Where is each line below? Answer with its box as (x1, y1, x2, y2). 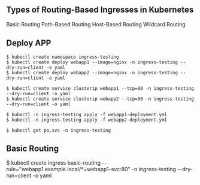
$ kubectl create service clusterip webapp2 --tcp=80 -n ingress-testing (6, 96, 195, 102)
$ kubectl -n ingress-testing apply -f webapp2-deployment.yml (6, 117, 168, 123)
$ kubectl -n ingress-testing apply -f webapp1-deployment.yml (6, 111, 168, 117)
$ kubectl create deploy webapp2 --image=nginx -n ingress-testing (6, 69, 178, 75)
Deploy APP (6, 38, 51, 48)
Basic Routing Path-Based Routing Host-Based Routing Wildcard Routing (6, 20, 186, 28)
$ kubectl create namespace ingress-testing (6, 54, 119, 60)
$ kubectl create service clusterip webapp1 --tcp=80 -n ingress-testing (6, 85, 195, 92)
